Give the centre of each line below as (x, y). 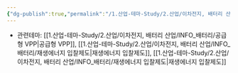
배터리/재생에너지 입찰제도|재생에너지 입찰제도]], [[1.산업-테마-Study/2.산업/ (123, 52)
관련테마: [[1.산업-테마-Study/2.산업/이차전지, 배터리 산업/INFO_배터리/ (116, 35)
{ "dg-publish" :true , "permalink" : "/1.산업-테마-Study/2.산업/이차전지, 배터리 (115, 14)
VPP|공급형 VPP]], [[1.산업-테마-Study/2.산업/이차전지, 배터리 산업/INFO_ (128, 44)
